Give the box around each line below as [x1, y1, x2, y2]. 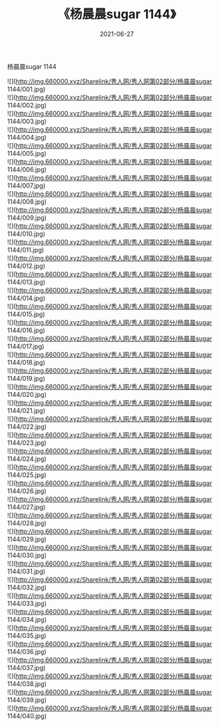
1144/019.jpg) [7, 374, 46, 382]
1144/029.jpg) [7, 534, 47, 543]
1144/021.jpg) [7, 406, 46, 414]
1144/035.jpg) [7, 631, 47, 639]
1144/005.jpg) [7, 149, 47, 157]
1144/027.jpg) [7, 503, 46, 511]
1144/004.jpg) [7, 133, 47, 141]
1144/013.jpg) [7, 277, 46, 286]
